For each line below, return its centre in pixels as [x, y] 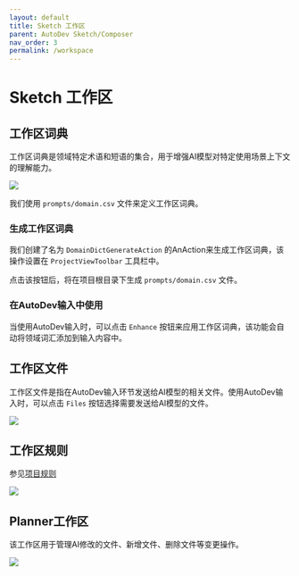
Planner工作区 [49, 521]
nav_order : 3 [33, 42]
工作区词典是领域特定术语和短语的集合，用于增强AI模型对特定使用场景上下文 [150, 156]
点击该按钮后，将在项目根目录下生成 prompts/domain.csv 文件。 [126, 280]
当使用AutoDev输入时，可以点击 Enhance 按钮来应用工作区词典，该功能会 [143, 326]
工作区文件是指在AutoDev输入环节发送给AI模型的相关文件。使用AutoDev [142, 392]
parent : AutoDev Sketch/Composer [71, 34]
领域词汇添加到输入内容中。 [75, 338]
